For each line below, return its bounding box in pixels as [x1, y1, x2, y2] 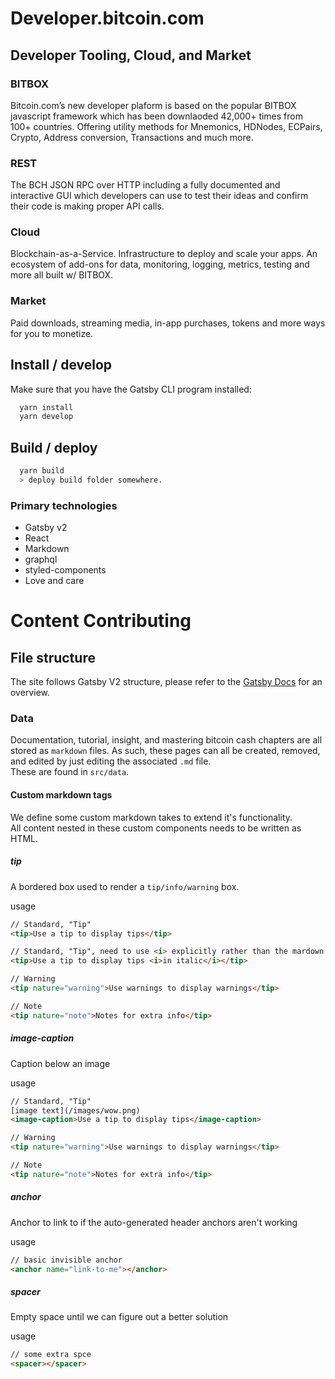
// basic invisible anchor [10, 1255, 123, 1265]
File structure [10, 649, 96, 666]
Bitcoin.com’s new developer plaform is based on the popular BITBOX [10, 99, 297, 111]
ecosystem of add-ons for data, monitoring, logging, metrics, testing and [10, 258, 310, 271]
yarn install [19, 402, 74, 412]
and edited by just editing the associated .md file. [10, 755, 212, 767]
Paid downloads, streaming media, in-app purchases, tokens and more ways [10, 317, 326, 329]
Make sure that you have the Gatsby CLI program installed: [10, 383, 252, 395]
